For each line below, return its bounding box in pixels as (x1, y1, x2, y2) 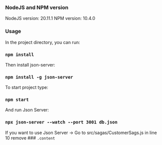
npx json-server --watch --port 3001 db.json (5, 119, 118, 125)
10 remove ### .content (5, 134, 55, 141)
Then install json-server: (5, 61, 55, 67)
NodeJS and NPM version (5, 4, 69, 11)
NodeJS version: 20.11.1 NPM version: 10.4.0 (5, 15, 96, 21)
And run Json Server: (5, 107, 49, 113)
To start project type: (5, 84, 48, 90)
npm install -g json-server (5, 74, 73, 80)
